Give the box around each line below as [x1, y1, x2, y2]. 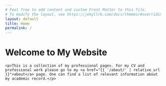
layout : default [5, 16, 39, 21]
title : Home [5, 21, 30, 26]
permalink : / [5, 26, 32, 31]
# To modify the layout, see [5, 12, 65, 17]
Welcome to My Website [5, 47, 107, 58]
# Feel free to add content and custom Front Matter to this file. [5, 7, 147, 12]
